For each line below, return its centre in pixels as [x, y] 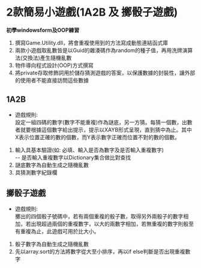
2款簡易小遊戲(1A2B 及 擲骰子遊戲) [92, 12]
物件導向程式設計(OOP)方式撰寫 [54, 65]
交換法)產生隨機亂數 [47, 58]
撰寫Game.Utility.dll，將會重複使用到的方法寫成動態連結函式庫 [91, 43]
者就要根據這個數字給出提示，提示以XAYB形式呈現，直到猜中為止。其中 [103, 130]
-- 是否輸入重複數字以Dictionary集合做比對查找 [73, 157]
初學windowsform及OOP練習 [43, 30]
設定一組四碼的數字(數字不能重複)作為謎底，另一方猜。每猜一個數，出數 [104, 122]
